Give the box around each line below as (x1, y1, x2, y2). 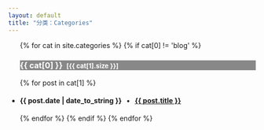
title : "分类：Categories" (8, 19, 93, 27)
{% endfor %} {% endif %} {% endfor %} (19, 113, 153, 123)
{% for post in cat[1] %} (19, 78, 97, 87)
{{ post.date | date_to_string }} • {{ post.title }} (19, 96, 181, 106)
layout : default (8, 11, 61, 20)
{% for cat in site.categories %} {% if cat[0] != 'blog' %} (19, 40, 202, 50)
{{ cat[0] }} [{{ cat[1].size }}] (19, 60, 119, 71)
